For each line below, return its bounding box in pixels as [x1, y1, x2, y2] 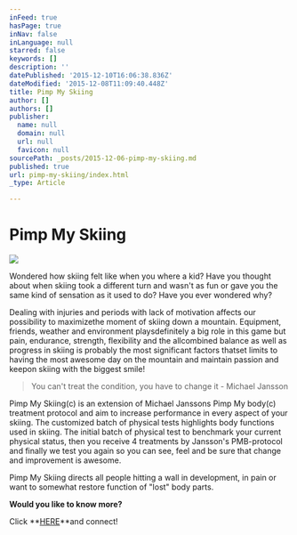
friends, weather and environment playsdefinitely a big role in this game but [9, 326, 286, 336]
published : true [9, 162, 69, 171]
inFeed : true [9, 12, 58, 22]
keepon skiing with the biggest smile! [9, 364, 145, 375]
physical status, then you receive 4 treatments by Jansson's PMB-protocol [9, 436, 283, 447]
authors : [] [9, 104, 53, 113]
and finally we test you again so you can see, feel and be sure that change [9, 446, 282, 457]
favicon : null [17, 145, 69, 154]
